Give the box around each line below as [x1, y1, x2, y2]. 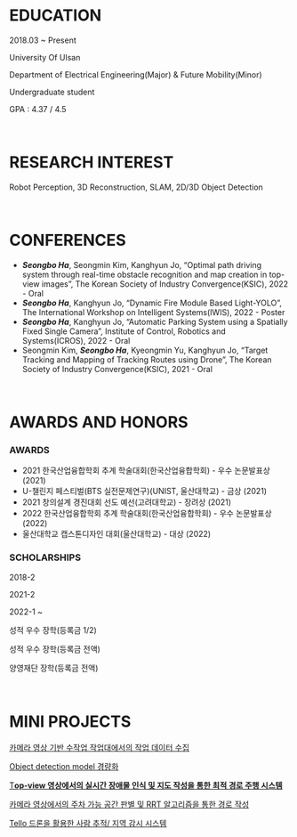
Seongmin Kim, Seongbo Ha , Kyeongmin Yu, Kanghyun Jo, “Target [21, 345, 269, 355]
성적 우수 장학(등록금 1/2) [9, 624, 98, 635]
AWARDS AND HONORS [9, 412, 189, 432]
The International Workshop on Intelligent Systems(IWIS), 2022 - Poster [21, 306, 285, 317]
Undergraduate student [9, 86, 95, 97]
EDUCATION [9, 5, 102, 26]
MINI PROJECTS [9, 711, 132, 731]
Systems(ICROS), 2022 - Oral [21, 335, 131, 345]
